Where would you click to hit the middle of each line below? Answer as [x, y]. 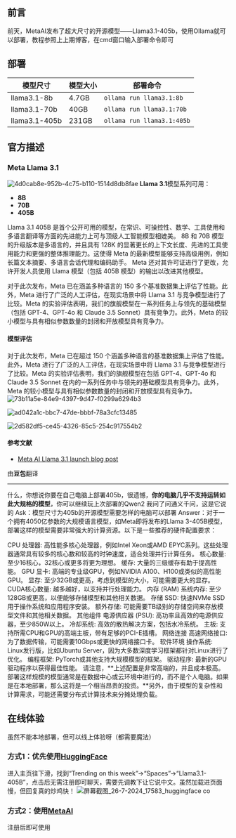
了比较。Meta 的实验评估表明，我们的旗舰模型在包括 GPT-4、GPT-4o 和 [112, 373]
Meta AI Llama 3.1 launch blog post [68, 459]
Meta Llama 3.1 [33, 167]
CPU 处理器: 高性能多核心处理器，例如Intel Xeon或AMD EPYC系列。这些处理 [118, 545]
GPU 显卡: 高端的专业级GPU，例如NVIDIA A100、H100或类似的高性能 [121, 571]
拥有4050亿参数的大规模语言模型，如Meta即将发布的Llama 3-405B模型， [119, 521]
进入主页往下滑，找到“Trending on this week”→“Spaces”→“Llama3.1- [107, 773]
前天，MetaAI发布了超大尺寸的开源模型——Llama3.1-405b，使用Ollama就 [113, 31]
